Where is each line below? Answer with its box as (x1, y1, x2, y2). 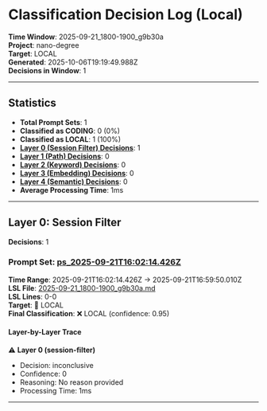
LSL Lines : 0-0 (8, 292, 57, 301)
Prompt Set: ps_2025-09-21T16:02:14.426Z (8, 256, 181, 268)
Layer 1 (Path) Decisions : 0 (19, 151, 110, 161)
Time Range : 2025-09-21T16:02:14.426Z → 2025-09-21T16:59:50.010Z (8, 275, 242, 284)
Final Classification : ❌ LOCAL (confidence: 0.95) (8, 308, 170, 318)
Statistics (8, 96, 57, 110)
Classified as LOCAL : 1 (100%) (19, 134, 122, 144)
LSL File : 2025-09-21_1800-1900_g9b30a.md (8, 283, 156, 292)
